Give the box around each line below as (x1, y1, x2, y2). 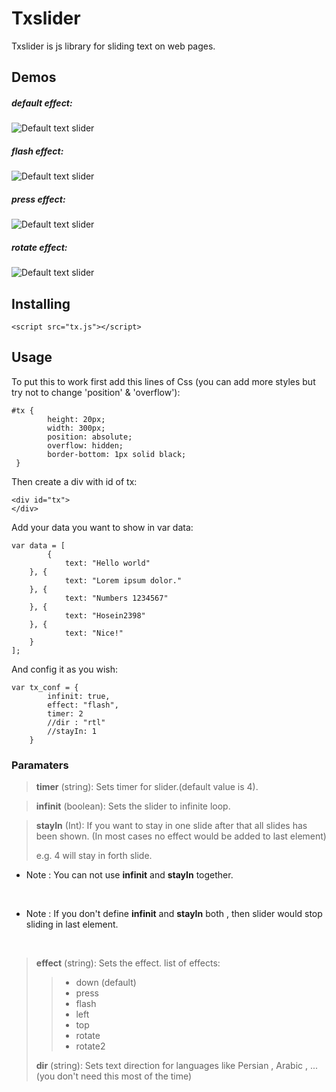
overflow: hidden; (47, 440, 124, 451)
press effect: (11, 193, 66, 205)
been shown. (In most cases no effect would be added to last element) (35, 830, 327, 842)
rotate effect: (11, 241, 68, 253)
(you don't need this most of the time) (35, 1070, 193, 1082)
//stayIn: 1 (47, 726, 98, 736)
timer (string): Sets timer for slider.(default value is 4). (35, 781, 259, 793)
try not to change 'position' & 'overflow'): (11, 386, 181, 398)
